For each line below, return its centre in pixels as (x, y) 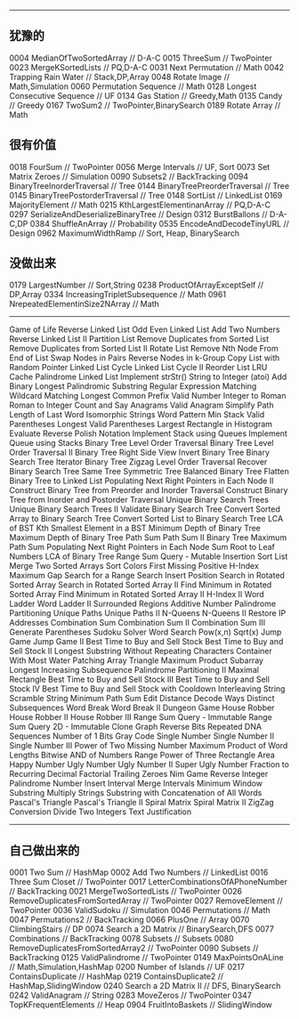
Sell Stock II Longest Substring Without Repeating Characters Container (141, 651)
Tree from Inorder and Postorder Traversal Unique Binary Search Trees (139, 500)
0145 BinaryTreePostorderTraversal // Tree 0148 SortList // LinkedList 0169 (146, 195)
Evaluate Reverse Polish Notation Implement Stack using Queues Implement (148, 433)
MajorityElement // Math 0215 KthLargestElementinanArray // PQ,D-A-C (140, 205)
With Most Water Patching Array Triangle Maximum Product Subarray (137, 660)
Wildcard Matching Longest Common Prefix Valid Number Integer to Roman (148, 396)
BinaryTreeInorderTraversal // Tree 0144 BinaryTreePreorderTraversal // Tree (149, 186)
